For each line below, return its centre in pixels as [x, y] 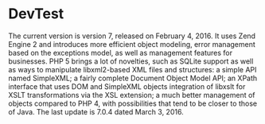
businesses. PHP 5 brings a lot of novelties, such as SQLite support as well [131, 61]
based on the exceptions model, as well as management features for [121, 52]
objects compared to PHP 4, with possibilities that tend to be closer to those [132, 103]
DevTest [36, 14]
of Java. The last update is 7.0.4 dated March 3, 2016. [96, 111]
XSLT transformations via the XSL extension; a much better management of [132, 95]
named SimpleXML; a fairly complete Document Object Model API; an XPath [133, 78]
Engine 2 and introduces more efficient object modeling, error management [132, 44]
